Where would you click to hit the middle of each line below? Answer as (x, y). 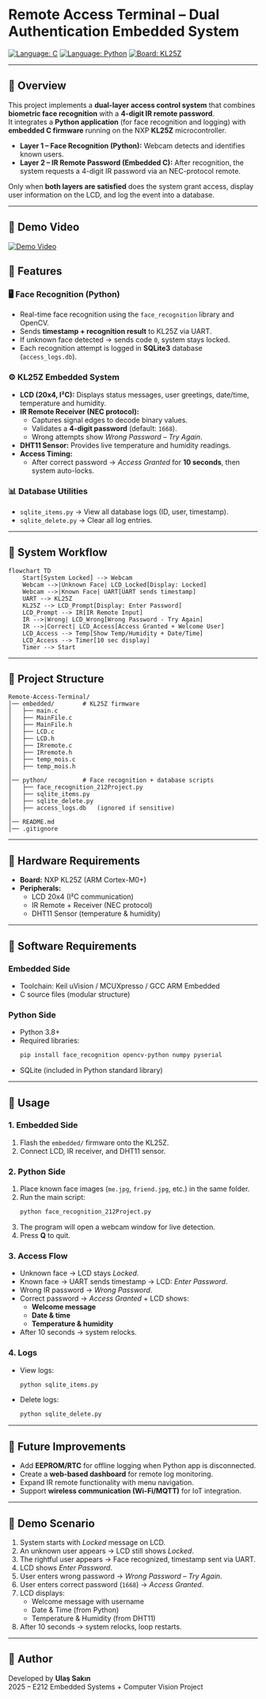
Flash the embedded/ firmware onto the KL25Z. (94, 1142)
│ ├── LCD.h (32, 739)
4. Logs (23, 1353)
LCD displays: (42, 1593)
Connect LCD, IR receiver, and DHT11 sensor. (93, 1151)
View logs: (36, 1370)
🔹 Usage (29, 1103)
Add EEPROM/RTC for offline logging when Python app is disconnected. (138, 1466)
